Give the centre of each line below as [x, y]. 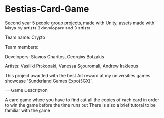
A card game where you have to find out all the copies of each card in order [82, 100]
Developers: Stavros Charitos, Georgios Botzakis [55, 56]
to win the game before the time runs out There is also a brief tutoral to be [80, 105]
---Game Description [26, 90]
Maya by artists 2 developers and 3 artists [48, 28]
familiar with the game [28, 110]
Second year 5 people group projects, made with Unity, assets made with [80, 23]
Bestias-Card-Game [47, 9]
